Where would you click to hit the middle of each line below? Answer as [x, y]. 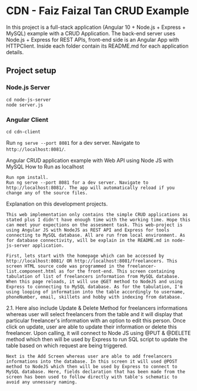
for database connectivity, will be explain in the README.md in [88, 240]
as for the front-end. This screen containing [117, 271]
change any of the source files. [47, 193]
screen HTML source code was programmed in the [66, 266]
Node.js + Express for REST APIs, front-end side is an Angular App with [93, 39]
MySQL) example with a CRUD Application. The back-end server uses [91, 33]
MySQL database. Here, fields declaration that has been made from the [96, 372]
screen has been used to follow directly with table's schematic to [92, 377]
